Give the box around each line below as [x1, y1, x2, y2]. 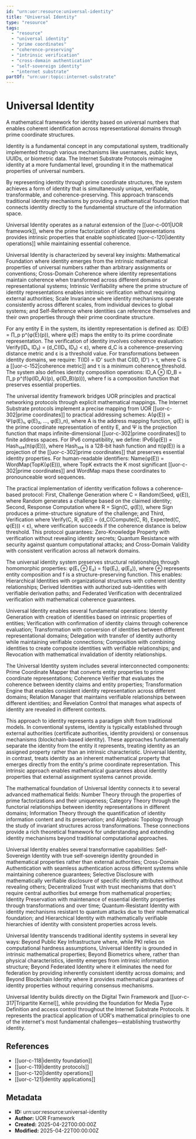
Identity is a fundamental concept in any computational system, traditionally [6, 143, 189, 150]
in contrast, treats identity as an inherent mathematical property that [6, 755, 171, 762]
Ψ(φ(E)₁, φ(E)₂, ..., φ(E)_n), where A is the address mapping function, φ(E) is [6, 418, 190, 425]
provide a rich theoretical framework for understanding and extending [6, 828, 174, 836]
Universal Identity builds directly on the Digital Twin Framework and [6, 994, 169, 1001]
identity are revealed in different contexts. [6, 706, 107, 713]
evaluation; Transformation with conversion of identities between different [6, 626, 184, 633]
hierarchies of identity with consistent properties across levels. [6, 921, 158, 928]
